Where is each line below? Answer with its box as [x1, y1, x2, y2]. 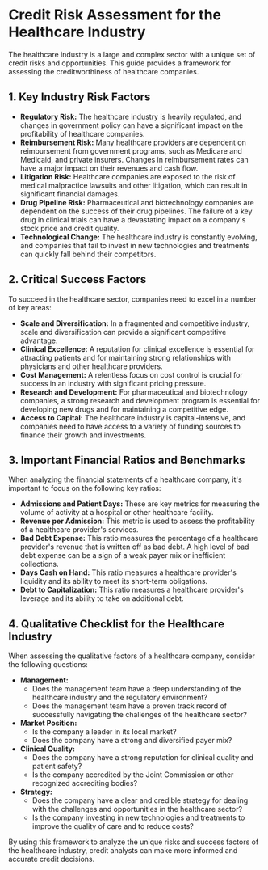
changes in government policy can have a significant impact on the [19, 120, 244, 130]
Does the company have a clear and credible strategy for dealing [31, 796, 249, 805]
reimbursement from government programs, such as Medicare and [19, 146, 242, 155]
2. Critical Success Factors [8, 272, 147, 286]
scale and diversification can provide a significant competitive [19, 327, 227, 336]
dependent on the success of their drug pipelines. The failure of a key [19, 206, 253, 216]
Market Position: [19, 718, 77, 729]
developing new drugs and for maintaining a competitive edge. [19, 404, 228, 414]
